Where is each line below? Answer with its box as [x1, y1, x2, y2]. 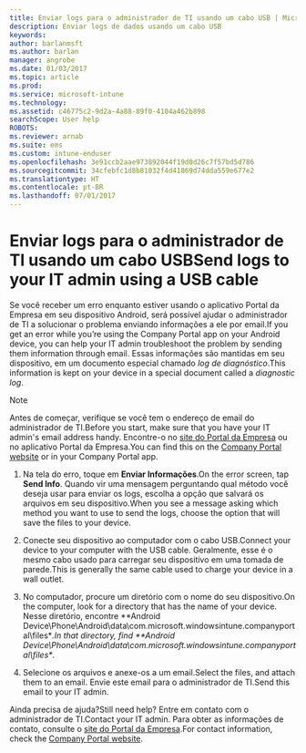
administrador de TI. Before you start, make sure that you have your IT [9, 421, 271, 433]
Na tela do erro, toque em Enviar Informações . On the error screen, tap [22, 469, 290, 480]
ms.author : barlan [9, 47, 79, 57]
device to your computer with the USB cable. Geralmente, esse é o [22, 544, 273, 555]
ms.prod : [9, 81, 43, 90]
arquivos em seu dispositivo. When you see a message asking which [22, 498, 279, 509]
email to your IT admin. [22, 686, 109, 697]
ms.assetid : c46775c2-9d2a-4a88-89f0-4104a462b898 [9, 107, 206, 116]
